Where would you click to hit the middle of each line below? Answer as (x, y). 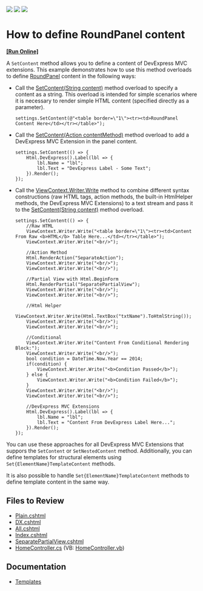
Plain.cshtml (30, 515)
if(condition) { (47, 364)
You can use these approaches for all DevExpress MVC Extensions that (95, 444)
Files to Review (35, 501)
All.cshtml (28, 529)
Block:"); (28, 348)
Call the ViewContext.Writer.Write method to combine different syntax (102, 190)
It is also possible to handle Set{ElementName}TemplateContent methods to (98, 475)
